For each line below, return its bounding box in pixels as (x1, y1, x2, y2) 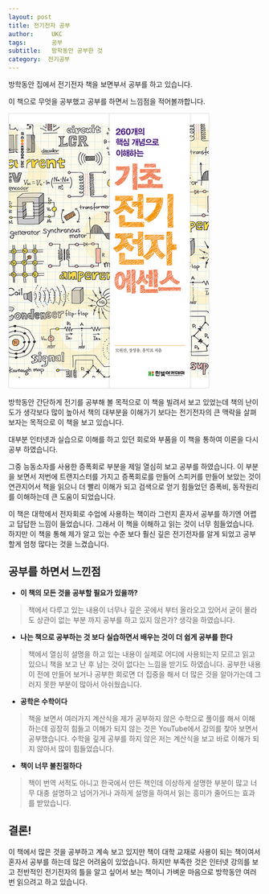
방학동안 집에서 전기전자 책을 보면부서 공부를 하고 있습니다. (8, 80, 193, 89)
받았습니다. (36, 797, 72, 808)
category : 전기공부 (8, 56, 71, 64)
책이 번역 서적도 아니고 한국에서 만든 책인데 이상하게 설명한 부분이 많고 (27, 777, 249, 788)
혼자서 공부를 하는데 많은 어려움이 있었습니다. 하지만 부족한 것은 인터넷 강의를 (8, 857, 251, 867)
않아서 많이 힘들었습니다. (36, 744, 115, 753)
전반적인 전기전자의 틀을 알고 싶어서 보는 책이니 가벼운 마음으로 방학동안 (16, 867, 243, 876)
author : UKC (8, 30, 63, 38)
